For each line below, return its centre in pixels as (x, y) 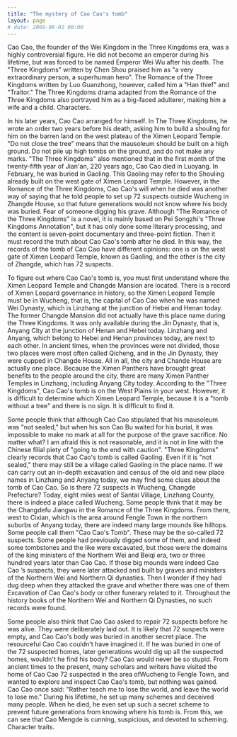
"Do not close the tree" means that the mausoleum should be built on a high (118, 144)
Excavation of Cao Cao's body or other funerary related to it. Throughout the (119, 593)
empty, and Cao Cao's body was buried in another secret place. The (107, 637)
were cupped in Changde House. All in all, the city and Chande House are (114, 361)
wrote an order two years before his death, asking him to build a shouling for (119, 129)
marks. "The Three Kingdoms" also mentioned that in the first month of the (116, 159)
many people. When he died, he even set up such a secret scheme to (108, 704)
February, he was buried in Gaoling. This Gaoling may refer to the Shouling (116, 174)
